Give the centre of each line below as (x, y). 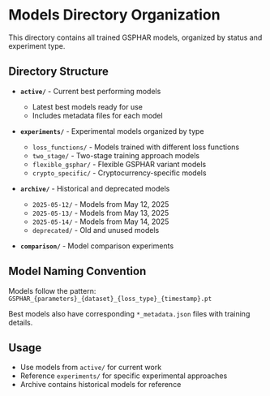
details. (21, 322)
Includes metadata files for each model (98, 115)
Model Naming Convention (77, 271)
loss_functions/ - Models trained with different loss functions (136, 147)
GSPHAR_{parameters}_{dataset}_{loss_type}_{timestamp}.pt (110, 299)
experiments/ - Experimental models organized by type (112, 131)
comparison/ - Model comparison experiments (97, 246)
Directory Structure (59, 72)
